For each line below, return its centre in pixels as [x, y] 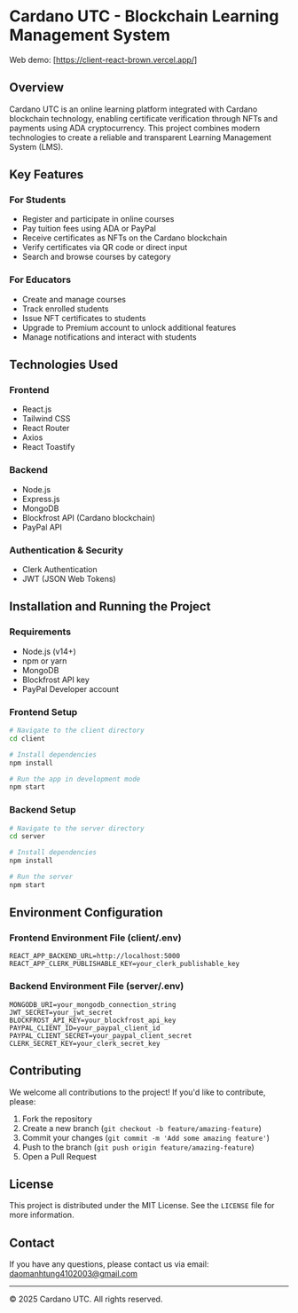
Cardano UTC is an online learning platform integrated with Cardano [133, 109]
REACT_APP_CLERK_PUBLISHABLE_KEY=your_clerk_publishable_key [125, 964]
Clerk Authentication [59, 570]
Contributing [45, 1071]
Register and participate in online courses [98, 219]
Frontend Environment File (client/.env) [95, 938]
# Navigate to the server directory [77, 828]
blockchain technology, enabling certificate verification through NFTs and [143, 118]
